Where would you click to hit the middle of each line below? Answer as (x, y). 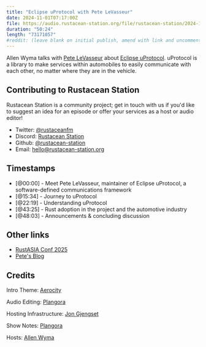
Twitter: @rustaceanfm (44, 130)
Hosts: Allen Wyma (30, 338)
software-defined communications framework (73, 190)
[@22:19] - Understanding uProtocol (61, 203)
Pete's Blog (30, 256)
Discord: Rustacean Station (50, 136)
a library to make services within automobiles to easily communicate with (99, 64)
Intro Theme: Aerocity (34, 290)
